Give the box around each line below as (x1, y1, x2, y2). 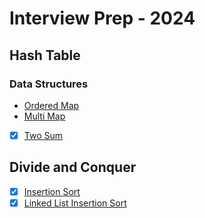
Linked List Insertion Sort (23, 197, 127, 209)
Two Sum (23, 129, 64, 141)
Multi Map (23, 110, 66, 122)
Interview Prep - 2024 (9, 7, 196, 30)
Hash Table (9, 47, 81, 64)
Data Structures (9, 77, 89, 91)
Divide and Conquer (9, 159, 137, 176)
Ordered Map (23, 99, 80, 111)
